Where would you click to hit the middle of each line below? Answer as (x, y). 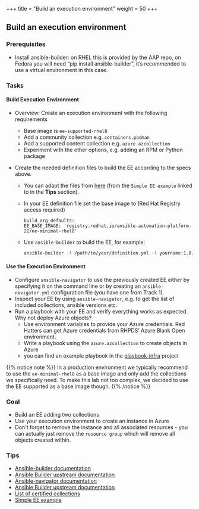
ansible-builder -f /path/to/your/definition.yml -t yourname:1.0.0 (110, 253)
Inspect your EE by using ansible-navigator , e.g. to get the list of (94, 299)
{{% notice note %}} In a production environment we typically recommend (97, 367)
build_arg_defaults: (49, 221)
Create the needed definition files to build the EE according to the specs (103, 167)
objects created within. (43, 440)
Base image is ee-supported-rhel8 (65, 131)
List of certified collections (47, 494)
